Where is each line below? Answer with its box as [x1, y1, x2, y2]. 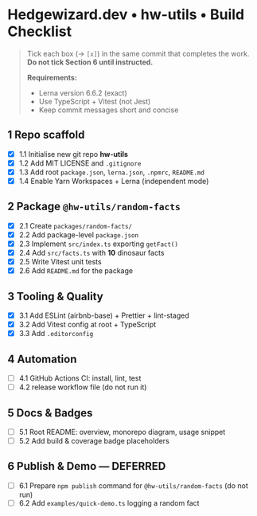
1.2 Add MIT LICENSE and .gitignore [18, 158, 142, 168]
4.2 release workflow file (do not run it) [18, 382, 147, 392]
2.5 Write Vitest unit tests [18, 257, 102, 267]
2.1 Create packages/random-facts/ [18, 221, 133, 230]
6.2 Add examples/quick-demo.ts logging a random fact [18, 498, 200, 507]
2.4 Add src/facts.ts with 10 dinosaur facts [18, 248, 165, 257]
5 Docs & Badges [7, 406, 93, 420]
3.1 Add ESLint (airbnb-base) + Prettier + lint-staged [18, 311, 189, 320]
